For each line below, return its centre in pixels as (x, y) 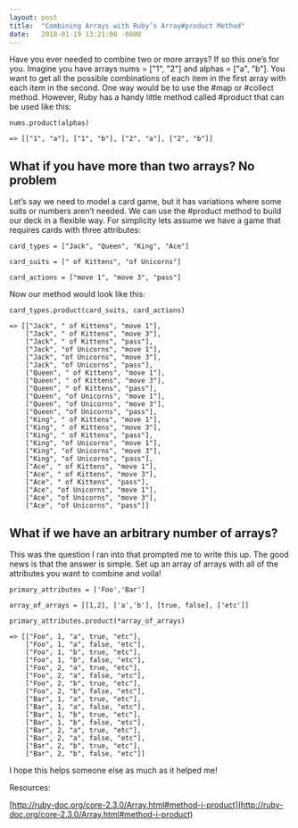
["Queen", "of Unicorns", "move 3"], (95, 404)
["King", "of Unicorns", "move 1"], (94, 443)
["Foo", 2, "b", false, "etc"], (85, 691)
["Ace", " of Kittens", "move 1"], (91, 467)
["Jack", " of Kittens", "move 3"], (94, 334)
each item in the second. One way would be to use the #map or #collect (141, 88)
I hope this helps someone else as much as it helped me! (113, 770)
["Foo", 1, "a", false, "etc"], (85, 644)
